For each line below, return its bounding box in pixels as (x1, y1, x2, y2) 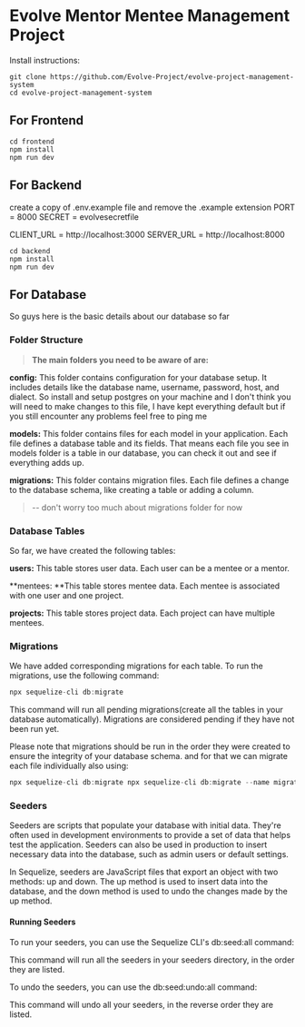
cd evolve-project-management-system (9, 88, 152, 97)
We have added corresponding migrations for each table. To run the (9, 660, 263, 672)
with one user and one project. (9, 589, 124, 600)
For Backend (9, 178, 83, 193)
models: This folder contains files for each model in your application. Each (9, 428, 289, 439)
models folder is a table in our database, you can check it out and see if (9, 447, 277, 459)
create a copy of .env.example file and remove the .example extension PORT (9, 202, 296, 212)
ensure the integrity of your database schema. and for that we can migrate (9, 751, 289, 762)
